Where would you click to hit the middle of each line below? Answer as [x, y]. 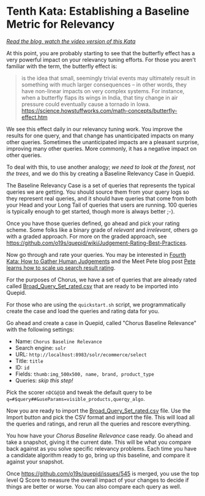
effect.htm [34, 117]
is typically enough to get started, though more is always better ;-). [91, 211]
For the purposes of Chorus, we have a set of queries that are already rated [102, 280]
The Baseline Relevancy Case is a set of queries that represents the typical [101, 185]
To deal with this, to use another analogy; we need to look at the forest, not [101, 167]
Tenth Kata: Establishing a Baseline [98, 11]
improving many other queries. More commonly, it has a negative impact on [102, 148]
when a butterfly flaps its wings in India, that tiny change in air [99, 97]
